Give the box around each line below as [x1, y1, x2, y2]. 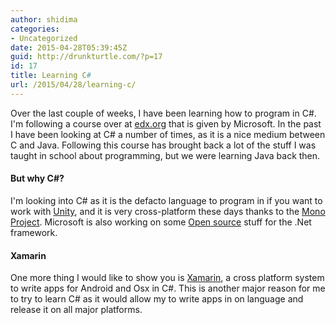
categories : [10, 24, 60, 34]
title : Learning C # [10, 71, 92, 81]
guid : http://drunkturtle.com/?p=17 [10, 52, 163, 62]
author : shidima [10, 14, 78, 25]
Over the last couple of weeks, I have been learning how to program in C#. [10, 107, 317, 119]
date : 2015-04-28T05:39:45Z [10, 42, 128, 53]
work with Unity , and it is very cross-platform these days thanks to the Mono [10, 205, 326, 217]
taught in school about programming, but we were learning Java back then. [10, 149, 321, 161]
